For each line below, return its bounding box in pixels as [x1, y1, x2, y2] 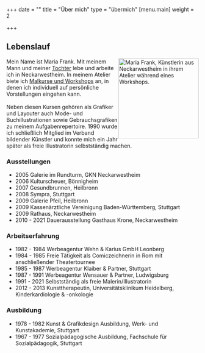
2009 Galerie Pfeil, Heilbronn [15, 197, 88, 204]
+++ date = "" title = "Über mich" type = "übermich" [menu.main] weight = [6, 6, 194, 13]
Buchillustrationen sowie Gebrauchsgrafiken [6, 116, 118, 123]
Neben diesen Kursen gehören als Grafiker [6, 103, 114, 110]
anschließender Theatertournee [15, 259, 96, 266]
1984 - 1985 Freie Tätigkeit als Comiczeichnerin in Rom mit [15, 252, 163, 259]
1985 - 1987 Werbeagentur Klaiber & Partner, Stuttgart [15, 265, 151, 273]
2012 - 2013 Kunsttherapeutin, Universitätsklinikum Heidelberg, [15, 284, 174, 292]
